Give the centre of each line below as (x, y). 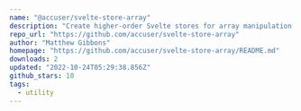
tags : (19, 84)
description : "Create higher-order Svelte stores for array (125, 26)
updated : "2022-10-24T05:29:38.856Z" (80, 68)
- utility (36, 92)
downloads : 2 (34, 59)
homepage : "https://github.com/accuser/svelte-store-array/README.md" (145, 51)
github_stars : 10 (42, 76)
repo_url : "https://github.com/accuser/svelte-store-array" (125, 34)
